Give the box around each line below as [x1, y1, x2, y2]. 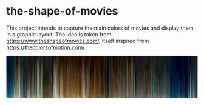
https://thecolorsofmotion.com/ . [6, 44, 86, 51]
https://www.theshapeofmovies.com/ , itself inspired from [6, 37, 149, 44]
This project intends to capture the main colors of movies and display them [6, 24, 194, 32]
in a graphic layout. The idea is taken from [6, 30, 112, 38]
